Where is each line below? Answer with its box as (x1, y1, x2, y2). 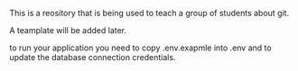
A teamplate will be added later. (9, 25, 127, 35)
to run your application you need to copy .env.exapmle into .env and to (9, 42, 273, 53)
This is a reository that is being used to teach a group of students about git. (9, 8, 290, 18)
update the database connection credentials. (9, 52, 176, 62)
